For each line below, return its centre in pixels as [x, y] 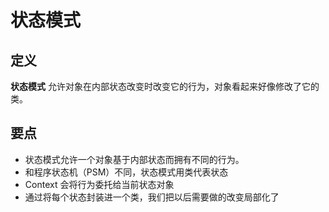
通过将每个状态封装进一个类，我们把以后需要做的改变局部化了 [152, 197]
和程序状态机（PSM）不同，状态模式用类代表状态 [126, 172]
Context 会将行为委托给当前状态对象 [99, 184]
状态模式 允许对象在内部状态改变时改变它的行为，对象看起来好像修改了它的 [165, 86]
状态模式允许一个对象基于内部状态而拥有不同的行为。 [134, 159]
